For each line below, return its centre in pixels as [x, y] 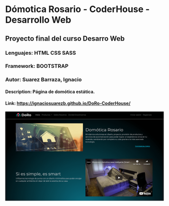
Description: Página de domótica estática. [50, 91]
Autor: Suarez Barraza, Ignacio [44, 80]
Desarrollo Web [38, 20]
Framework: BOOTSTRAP [37, 66]
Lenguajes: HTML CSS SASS [41, 53]
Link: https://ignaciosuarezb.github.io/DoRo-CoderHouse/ [68, 103]
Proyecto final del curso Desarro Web [65, 38]
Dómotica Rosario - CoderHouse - [77, 9]
